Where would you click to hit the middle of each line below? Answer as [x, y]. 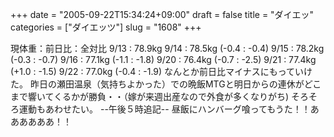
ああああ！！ [45, 121]
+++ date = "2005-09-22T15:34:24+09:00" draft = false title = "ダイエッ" [162, 14]
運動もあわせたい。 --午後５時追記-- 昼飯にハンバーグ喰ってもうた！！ [164, 109]
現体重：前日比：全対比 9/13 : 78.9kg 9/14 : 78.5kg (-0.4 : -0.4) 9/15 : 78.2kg [167, 48]
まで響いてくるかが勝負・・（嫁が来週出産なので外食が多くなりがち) [149, 96]
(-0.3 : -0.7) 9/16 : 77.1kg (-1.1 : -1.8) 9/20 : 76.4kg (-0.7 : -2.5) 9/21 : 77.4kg [163, 59]
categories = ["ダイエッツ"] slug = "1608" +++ [106, 27]
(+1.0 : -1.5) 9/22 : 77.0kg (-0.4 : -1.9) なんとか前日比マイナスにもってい [157, 71]
